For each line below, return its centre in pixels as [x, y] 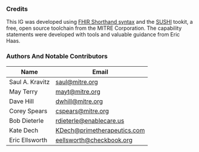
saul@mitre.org [77, 82]
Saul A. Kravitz [29, 82]
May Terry [23, 91]
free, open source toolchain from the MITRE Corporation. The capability [94, 28]
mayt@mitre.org [78, 91]
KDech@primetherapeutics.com [100, 130]
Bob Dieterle [26, 120]
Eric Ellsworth [28, 140]
